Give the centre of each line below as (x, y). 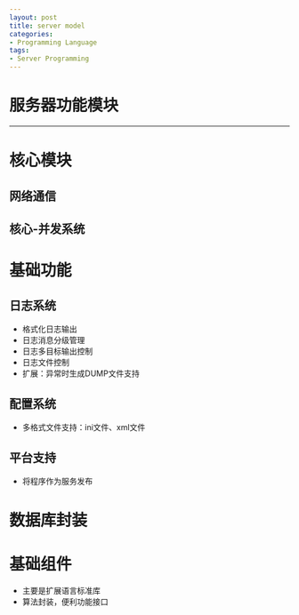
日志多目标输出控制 (57, 351)
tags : (19, 51)
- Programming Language (53, 42)
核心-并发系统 (47, 229)
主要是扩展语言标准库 (61, 590)
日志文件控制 (45, 362)
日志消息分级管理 (53, 339)
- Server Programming (49, 59)
